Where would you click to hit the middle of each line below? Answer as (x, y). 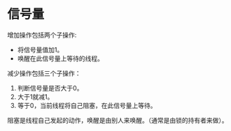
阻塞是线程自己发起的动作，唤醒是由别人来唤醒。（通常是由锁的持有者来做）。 (118, 120)
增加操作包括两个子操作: (42, 35)
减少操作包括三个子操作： (44, 73)
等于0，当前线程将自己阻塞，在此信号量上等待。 (87, 105)
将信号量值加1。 (40, 49)
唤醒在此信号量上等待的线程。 (60, 58)
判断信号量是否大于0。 (50, 88)
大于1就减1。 (35, 97)
